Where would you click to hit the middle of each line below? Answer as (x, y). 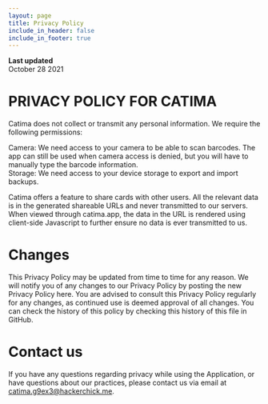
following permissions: (45, 132)
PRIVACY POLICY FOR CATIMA (113, 102)
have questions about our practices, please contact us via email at (118, 383)
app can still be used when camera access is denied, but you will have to (128, 156)
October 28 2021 (36, 70)
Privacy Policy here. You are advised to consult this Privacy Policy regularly (132, 294)
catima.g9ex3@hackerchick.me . (61, 391)
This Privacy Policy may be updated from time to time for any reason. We (129, 278)
